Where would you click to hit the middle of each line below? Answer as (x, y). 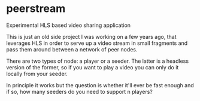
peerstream (36, 9)
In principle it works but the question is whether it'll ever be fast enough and (100, 85)
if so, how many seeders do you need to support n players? (79, 91)
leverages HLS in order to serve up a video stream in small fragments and (97, 43)
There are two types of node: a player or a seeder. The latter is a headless (98, 61)
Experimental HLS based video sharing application (68, 25)
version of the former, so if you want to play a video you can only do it (93, 67)
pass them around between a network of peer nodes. (72, 49)
